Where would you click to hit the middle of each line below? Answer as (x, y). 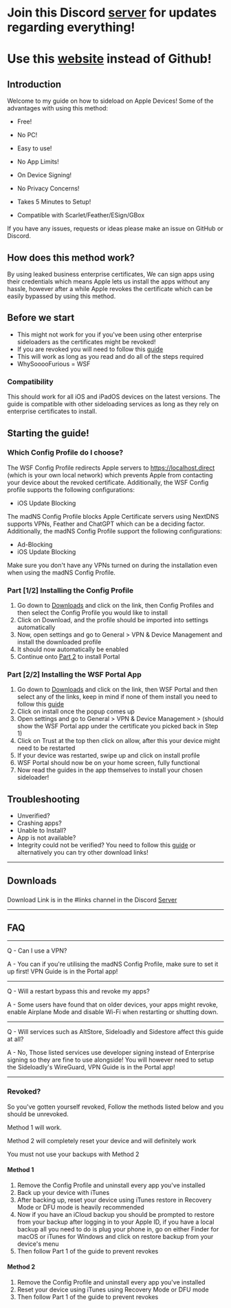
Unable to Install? (42, 831)
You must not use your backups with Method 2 (73, 1154)
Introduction (34, 84)
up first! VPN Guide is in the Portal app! (63, 971)
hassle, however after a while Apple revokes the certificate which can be (110, 289)
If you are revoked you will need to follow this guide (90, 349)
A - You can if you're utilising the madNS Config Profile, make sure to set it (113, 964)
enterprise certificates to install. (52, 411)
